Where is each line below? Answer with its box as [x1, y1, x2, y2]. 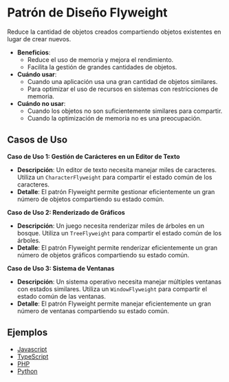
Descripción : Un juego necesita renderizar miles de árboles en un [17, 222, 205, 230]
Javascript [17, 345, 47, 353]
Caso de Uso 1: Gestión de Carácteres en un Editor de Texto [7, 152, 180, 160]
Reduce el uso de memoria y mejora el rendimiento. [27, 55, 174, 63]
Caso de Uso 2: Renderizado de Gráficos [7, 208, 125, 216]
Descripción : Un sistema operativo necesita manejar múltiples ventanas [17, 277, 222, 286]
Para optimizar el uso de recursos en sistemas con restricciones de [27, 85, 219, 93]
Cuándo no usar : [17, 99, 66, 107]
